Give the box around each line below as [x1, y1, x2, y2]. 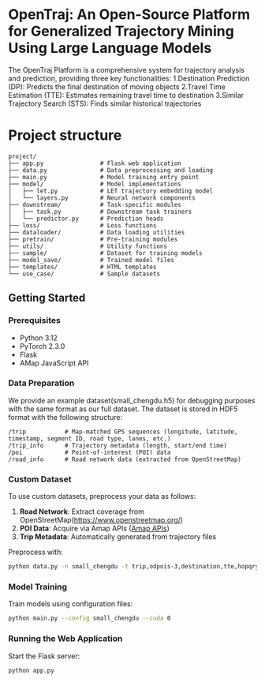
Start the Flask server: [8, 651, 80, 661]
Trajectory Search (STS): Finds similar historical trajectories [8, 99, 202, 108]
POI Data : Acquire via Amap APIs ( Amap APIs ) [19, 523, 170, 534]
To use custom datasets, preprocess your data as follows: [8, 492, 196, 501]
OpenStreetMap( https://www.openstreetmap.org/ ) [19, 515, 184, 525]
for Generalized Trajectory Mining [8, 22, 234, 40]
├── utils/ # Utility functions [8, 242, 168, 250]
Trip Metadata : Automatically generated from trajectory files [19, 532, 217, 541]
